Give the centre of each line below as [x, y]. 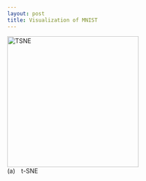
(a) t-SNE [23, 171]
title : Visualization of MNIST [52, 20]
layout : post [26, 14]
